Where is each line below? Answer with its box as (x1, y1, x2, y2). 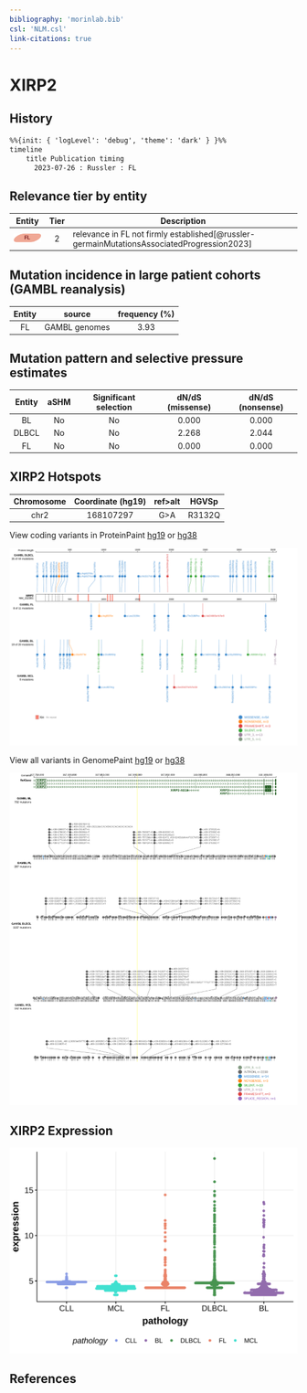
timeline (9, 145, 43, 154)
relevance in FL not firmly (72, 229, 168, 239)
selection (95, 401, 132, 412)
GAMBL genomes (44, 322, 111, 333)
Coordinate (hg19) (73, 496, 146, 507)
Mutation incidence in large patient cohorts (9, 267, 261, 282)
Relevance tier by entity (9, 188, 148, 204)
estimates (9, 365, 68, 380)
